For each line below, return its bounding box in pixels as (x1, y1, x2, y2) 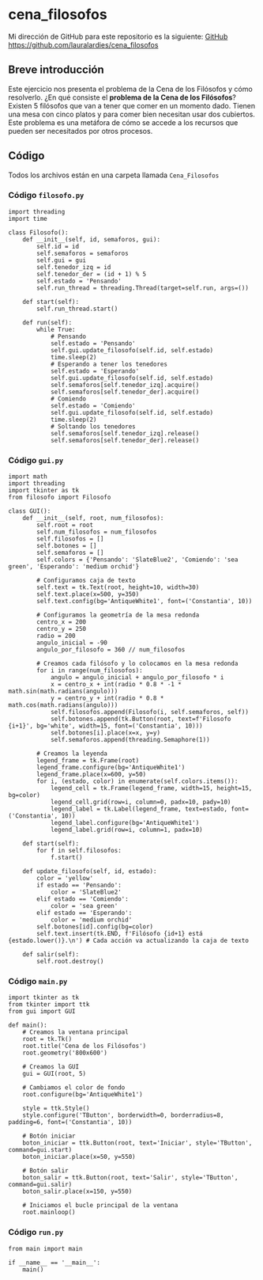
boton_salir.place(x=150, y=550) (22, 1187, 133, 1196)
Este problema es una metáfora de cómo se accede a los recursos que (8, 117, 239, 127)
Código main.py (8, 976, 68, 987)
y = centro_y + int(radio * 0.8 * (50, 694, 164, 702)
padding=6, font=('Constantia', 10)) (8, 1119, 133, 1126)
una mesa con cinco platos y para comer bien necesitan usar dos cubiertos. (8, 109, 255, 119)
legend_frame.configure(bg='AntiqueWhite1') (36, 764, 186, 772)
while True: (36, 325, 77, 333)
